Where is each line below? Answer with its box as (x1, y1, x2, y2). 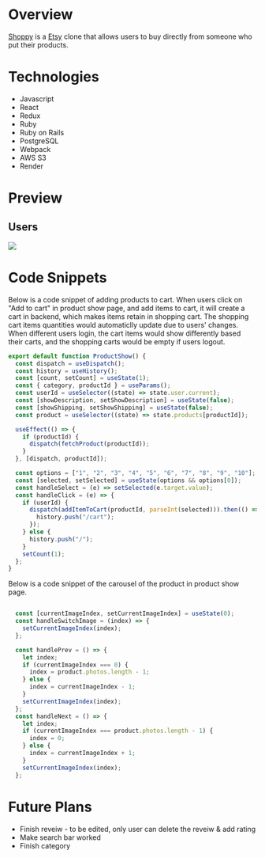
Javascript (19, 93, 54, 104)
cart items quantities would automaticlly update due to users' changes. (8, 320, 239, 329)
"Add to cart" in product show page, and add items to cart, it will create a (8, 303, 245, 313)
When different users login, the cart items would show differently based (8, 328, 241, 338)
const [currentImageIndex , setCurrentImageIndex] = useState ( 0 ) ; (15, 609, 235, 618)
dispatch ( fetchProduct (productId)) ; (28, 440, 150, 448)
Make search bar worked (19, 833, 101, 842)
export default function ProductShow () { (8, 352, 147, 360)
